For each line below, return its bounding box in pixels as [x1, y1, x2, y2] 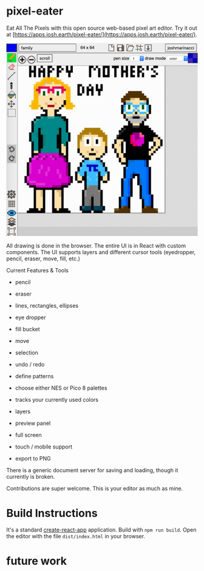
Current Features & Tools [6, 267, 69, 274]
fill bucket [15, 326, 41, 333]
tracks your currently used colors [15, 396, 99, 404]
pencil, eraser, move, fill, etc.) [6, 255, 81, 262]
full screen [15, 431, 42, 439]
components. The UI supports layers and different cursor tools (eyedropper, [6, 249, 196, 256]
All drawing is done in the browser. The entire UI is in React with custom [6, 242, 186, 249]
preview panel [15, 420, 51, 427]
